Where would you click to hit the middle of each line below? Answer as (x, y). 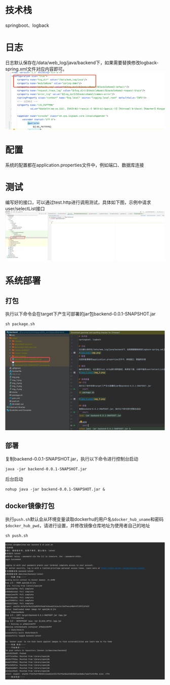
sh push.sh (17, 536)
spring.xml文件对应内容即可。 (36, 69)
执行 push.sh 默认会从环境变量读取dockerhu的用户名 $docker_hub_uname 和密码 (84, 519)
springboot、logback (27, 25)
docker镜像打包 (30, 506)
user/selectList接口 (25, 208)
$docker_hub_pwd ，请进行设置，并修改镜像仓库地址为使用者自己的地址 (78, 525)
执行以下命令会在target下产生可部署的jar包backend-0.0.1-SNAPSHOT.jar (80, 314)
